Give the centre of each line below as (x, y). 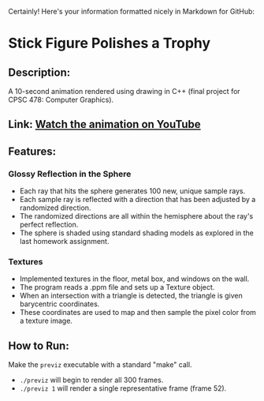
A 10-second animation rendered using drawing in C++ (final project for (124, 91)
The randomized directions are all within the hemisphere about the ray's (136, 216)
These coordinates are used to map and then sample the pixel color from (138, 313)
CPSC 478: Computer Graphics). (61, 99)
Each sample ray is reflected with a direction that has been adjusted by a (138, 200)
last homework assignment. (64, 242)
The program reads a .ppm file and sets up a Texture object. (117, 287)
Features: (32, 151)
